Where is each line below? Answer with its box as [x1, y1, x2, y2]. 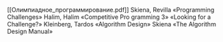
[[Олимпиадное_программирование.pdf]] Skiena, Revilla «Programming [7, 6, 215, 14]
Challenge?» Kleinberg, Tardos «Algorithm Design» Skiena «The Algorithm [7, 20, 217, 28]
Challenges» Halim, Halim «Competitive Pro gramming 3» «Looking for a [7, 13, 211, 21]
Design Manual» [7, 27, 53, 35]
